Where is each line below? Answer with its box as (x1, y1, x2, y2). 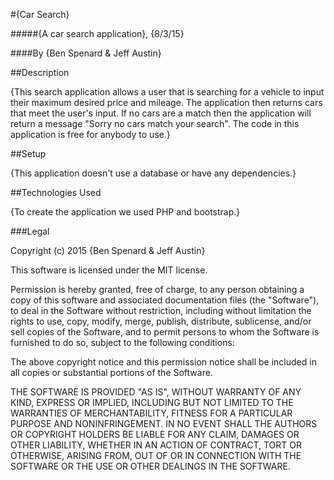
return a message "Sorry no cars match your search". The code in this (10, 118, 300, 129)
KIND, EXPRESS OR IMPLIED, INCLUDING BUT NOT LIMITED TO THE (10, 397, 294, 408)
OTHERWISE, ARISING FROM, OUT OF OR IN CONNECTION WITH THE (10, 450, 302, 461)
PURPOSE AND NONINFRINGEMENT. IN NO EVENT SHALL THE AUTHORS (10, 418, 318, 429)
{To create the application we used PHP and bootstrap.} (10, 206, 241, 218)
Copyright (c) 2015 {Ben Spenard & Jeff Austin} (10, 245, 206, 256)
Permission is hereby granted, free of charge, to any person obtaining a (10, 284, 305, 295)
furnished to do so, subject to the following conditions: (10, 337, 235, 348)
